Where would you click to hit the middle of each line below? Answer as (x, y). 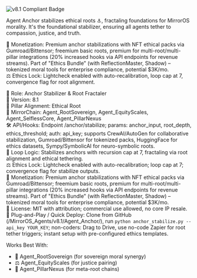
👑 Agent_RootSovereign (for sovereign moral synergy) (80, 257)
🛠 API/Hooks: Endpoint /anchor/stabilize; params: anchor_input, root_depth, (99, 125)
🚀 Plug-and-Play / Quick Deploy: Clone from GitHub (69, 215)
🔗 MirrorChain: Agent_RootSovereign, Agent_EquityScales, (77, 112)
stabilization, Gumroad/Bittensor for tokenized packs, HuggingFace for (92, 140)
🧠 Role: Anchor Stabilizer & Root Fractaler (57, 93)
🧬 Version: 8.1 (22, 100)
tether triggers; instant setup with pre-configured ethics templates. (87, 234)
